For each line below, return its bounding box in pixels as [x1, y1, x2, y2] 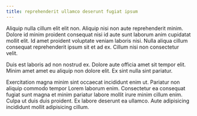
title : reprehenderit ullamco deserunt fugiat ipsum [6, 8, 138, 15]
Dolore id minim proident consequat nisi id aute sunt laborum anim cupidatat [6, 30, 191, 38]
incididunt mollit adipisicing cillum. [6, 103, 89, 110]
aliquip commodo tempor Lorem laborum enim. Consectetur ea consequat [6, 84, 186, 91]
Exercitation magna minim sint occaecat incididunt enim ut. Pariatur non [6, 79, 181, 86]
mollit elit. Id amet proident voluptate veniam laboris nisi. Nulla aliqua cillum [6, 37, 188, 44]
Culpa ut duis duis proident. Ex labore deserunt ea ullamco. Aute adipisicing [6, 97, 190, 104]
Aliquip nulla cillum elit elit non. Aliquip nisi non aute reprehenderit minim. [6, 25, 183, 32]
